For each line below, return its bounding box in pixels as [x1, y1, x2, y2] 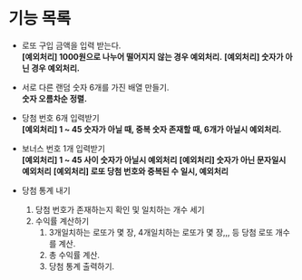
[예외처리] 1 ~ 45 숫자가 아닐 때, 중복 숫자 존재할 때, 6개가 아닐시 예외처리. [21, 123, 282, 134]
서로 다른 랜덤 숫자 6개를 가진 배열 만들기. [21, 82, 170, 92]
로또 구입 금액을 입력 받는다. [21, 40, 122, 51]
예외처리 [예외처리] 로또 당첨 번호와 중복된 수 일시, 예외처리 [21, 165, 229, 177]
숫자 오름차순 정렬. [21, 92, 88, 104]
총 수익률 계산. [48, 249, 101, 260]
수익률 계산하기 [34, 215, 90, 227]
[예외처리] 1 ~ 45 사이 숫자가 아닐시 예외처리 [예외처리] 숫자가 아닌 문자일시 [21, 154, 287, 165]
